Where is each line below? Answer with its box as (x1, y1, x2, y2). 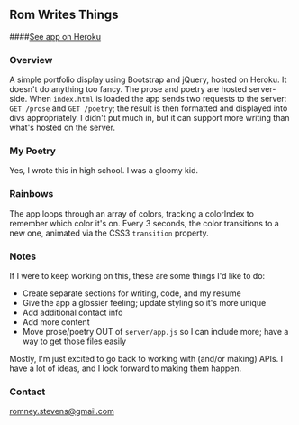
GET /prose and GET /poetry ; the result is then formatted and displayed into (9, 103, 288, 114)
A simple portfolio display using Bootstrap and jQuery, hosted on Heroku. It (9, 74, 287, 85)
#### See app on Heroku (9, 31, 102, 42)
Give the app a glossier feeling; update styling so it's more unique (22, 298, 267, 308)
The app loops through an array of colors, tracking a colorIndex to (9, 208, 255, 219)
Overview (9, 53, 53, 66)
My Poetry (9, 144, 57, 157)
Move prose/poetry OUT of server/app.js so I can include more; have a (22, 327, 289, 337)
